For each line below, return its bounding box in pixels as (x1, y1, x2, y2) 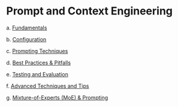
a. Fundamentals (6, 24, 47, 31)
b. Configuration (6, 35, 47, 43)
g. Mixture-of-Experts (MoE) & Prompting (6, 94, 108, 101)
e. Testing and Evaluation (6, 70, 69, 78)
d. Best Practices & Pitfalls (6, 59, 71, 66)
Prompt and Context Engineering (6, 4, 173, 18)
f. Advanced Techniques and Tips (6, 82, 89, 90)
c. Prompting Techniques (6, 47, 68, 55)
